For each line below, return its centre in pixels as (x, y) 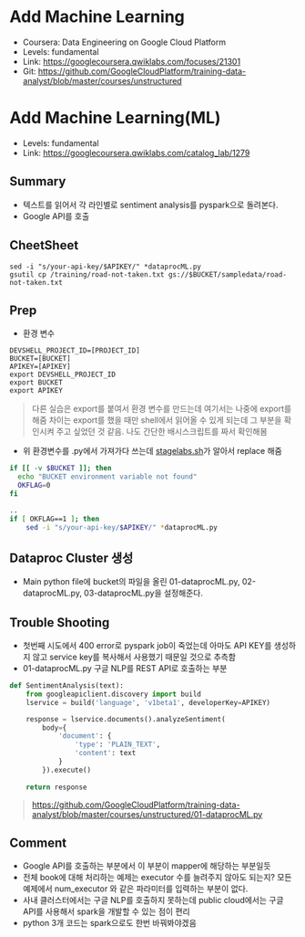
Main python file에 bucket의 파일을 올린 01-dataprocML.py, (131, 582)
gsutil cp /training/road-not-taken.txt (87, 274)
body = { (55, 728)
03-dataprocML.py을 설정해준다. (143, 593)
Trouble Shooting (60, 622)
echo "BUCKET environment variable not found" (107, 477)
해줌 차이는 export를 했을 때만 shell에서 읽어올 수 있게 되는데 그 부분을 (157, 420)
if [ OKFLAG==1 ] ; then (55, 519)
